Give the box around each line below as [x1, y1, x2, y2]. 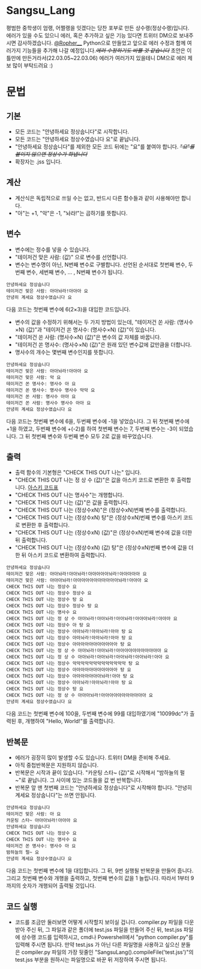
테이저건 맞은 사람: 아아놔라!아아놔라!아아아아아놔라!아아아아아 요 [6, 571, 147, 577]
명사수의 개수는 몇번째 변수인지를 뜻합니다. [14, 348, 115, 355]
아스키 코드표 [28, 484, 59, 491]
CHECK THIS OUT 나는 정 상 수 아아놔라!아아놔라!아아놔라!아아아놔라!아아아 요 [6, 616, 178, 622]
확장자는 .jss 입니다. [14, 157, 62, 165]
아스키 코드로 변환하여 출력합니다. [28, 551, 107, 559]
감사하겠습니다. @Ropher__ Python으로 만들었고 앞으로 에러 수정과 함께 [17, 39, 186, 46]
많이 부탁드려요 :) [12, 61, 53, 69]
